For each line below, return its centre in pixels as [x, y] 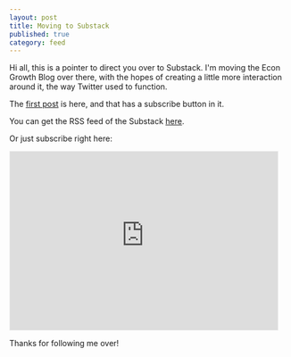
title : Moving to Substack [59, 26]
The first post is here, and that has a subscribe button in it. [117, 104]
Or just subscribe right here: [61, 138]
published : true [39, 34]
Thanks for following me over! [64, 344]
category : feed [37, 42]
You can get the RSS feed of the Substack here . [97, 121]
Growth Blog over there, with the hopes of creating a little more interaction [146, 78]
